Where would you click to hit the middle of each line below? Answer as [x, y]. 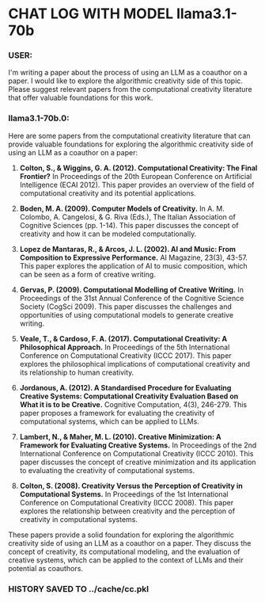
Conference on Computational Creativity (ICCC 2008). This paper [127, 502]
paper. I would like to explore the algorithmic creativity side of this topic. [126, 81]
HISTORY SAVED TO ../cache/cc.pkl [79, 589]
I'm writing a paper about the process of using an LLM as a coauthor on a [128, 73]
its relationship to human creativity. [77, 372]
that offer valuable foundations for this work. [81, 98]
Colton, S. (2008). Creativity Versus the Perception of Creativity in [131, 486]
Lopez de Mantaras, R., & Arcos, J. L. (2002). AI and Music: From [127, 249]
